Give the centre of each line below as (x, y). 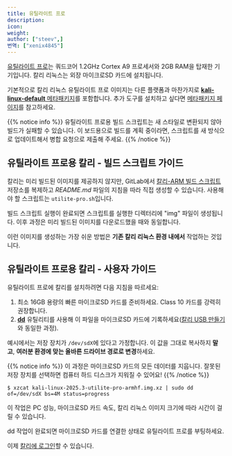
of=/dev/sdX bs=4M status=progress (59, 394)
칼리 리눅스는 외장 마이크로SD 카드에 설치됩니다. (98, 75)
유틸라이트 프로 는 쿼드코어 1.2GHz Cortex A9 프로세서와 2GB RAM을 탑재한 (110, 66)
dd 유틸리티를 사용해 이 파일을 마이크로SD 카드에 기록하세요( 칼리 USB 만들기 (121, 319)
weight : (18, 33)
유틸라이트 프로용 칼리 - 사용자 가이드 (82, 269)
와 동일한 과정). (38, 328)
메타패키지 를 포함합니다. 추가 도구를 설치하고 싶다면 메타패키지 (131, 98)
